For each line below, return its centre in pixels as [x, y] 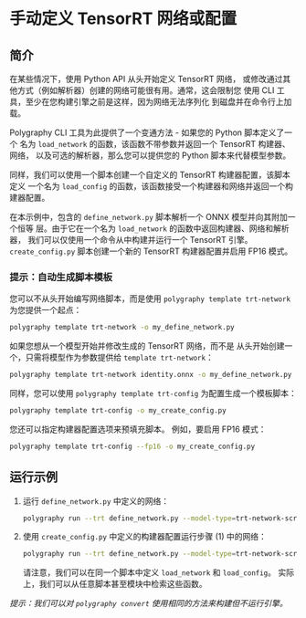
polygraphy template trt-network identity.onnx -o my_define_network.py [151, 375]
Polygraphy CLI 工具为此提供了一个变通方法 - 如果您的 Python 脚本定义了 [147, 132]
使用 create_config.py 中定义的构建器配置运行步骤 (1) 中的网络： [144, 537]
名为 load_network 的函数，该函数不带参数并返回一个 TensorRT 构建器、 [155, 144]
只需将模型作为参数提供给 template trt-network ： [120, 358]
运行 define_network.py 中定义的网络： [96, 501]
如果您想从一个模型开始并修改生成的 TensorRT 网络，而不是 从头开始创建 [147, 346]
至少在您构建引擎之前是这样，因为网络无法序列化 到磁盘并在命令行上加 [158, 102]
